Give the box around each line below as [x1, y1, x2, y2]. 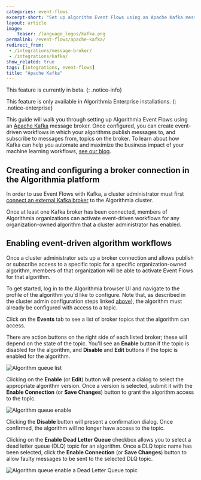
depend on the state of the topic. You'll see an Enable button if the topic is [6, 339, 190, 347]
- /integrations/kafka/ [8, 53, 68, 59]
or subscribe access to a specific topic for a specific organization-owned [6, 260, 187, 268]
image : [6, 25, 23, 32]
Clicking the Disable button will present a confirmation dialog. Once [6, 418, 173, 425]
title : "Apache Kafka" [6, 70, 63, 76]
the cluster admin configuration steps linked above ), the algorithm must [6, 297, 182, 305]
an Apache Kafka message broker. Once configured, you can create [6, 122, 174, 129]
